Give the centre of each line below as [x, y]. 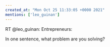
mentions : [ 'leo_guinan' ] [32, 15]
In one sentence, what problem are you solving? [55, 39]
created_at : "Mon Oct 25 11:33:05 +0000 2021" [55, 10]
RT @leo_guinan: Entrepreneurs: [39, 29]
